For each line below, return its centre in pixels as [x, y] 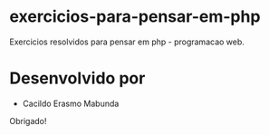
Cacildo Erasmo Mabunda [71, 103]
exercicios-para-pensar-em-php [135, 17]
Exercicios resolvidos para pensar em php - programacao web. [127, 42]
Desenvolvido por [77, 78]
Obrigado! [28, 121]
